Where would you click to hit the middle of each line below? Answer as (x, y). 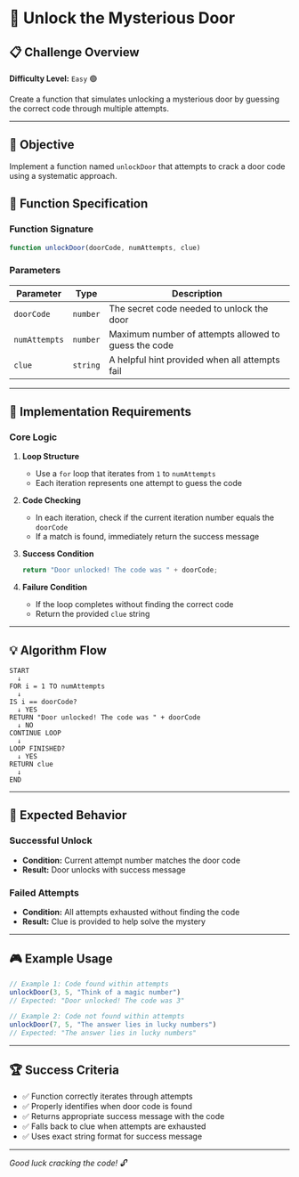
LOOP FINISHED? (37, 749)
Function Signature (51, 229)
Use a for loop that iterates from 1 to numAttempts (125, 474)
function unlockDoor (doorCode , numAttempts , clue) (105, 248)
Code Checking (52, 500)
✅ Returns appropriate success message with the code (123, 1116)
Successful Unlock (51, 840)
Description (197, 293)
